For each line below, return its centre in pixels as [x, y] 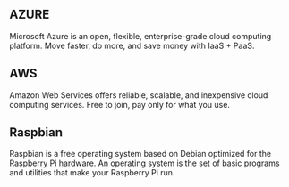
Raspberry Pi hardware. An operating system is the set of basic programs [144, 163]
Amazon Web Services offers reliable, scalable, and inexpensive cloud [139, 95]
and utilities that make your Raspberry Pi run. [92, 173]
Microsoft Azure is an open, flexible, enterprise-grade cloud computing [140, 36]
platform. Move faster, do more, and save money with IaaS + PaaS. [132, 45]
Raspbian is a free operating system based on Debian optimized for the [140, 154]
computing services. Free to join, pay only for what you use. [120, 104]
